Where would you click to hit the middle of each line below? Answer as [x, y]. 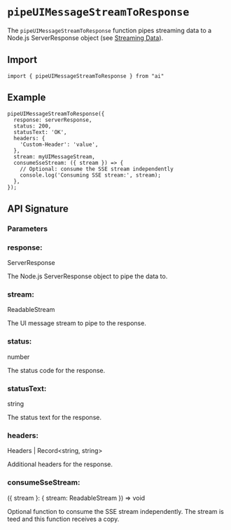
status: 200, [33, 126]
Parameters [27, 229]
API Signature [38, 209]
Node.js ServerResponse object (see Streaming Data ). [85, 38]
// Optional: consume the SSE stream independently [97, 169]
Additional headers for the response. [60, 464]
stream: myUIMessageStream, [55, 156]
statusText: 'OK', [41, 132]
